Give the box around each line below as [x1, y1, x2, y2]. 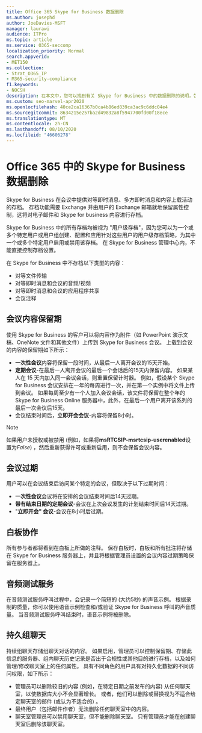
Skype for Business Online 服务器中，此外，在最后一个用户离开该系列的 [14, 396, 192, 404]
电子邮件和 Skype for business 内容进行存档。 [32, 211, 147, 218]
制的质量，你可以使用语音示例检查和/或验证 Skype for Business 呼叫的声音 [6, 604, 191, 611]
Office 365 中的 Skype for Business [6, 160, 186, 173]
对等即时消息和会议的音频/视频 [14, 279, 91, 287]
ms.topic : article [6, 37, 52, 43]
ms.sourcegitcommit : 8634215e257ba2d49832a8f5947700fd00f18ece [6, 110, 168, 116]
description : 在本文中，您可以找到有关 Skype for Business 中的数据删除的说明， [6, 93, 194, 99]
